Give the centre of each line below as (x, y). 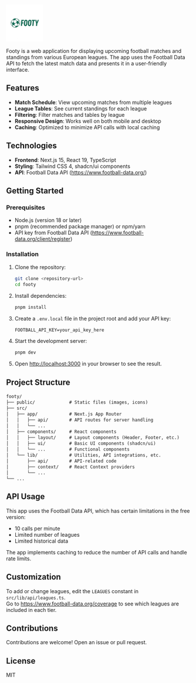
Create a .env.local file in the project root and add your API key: (93, 319)
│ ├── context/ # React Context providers (70, 467)
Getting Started (35, 191)
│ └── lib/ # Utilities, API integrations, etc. (84, 455)
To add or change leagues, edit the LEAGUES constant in (72, 591)
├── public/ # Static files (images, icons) (77, 402)
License (21, 661)
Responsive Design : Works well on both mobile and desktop (88, 121)
